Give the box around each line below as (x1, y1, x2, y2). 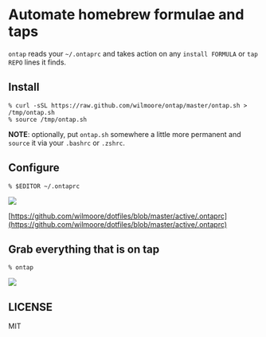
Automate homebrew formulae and (8, 6, 244, 24)
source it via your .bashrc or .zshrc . (8, 138, 126, 147)
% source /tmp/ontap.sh (8, 116, 88, 123)
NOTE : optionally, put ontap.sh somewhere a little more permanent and (8, 129, 241, 139)
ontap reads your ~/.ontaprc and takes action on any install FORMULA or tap (8, 49, 259, 58)
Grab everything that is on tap (8, 242, 160, 256)
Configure (8, 161, 60, 174)
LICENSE (8, 300, 53, 314)
